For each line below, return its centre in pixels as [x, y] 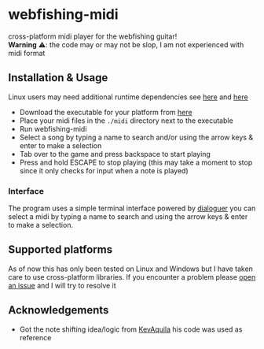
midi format [27, 53]
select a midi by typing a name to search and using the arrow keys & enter [128, 217]
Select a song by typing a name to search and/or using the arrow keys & [136, 137]
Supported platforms [60, 250]
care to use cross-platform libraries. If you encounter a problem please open [132, 277]
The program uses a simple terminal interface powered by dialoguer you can [132, 208]
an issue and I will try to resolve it [62, 285]
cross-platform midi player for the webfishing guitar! [93, 36]
